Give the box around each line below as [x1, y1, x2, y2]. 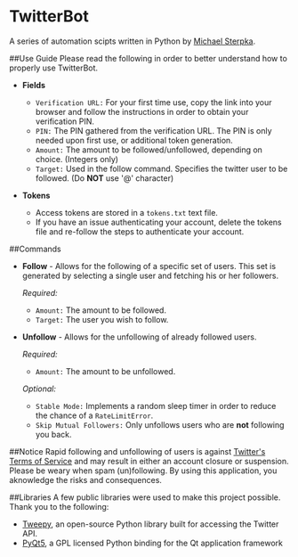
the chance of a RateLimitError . [35, 410, 154, 421]
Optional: [21, 383, 56, 394]
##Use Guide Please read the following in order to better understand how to [9, 53, 287, 63]
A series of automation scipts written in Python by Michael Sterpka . [9, 36, 256, 46]
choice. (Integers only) [35, 153, 118, 164]
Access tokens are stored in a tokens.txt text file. [35, 207, 218, 217]
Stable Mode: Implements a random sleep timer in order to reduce [35, 400, 277, 411]
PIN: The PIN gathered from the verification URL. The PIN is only [35, 125, 273, 135]
